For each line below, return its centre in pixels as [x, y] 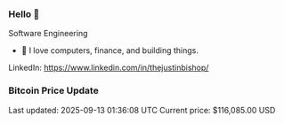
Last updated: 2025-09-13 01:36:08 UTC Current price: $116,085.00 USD [142, 110]
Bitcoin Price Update [53, 90]
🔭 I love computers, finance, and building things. [110, 50]
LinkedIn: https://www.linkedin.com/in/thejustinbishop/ [109, 68]
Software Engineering [48, 34]
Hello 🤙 [24, 14]
